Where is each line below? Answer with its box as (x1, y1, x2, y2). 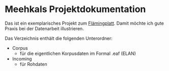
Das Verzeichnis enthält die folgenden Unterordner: (5, 35, 112, 41)
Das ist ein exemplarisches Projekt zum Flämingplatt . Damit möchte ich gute (5, 20, 164, 26)
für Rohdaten (19, 61, 48, 67)
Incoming (12, 55, 32, 61)
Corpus (12, 45, 29, 51)
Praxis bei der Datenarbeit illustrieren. (5, 25, 84, 31)
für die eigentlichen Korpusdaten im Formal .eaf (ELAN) (19, 50, 136, 56)
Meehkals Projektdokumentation (5, 4, 146, 15)
